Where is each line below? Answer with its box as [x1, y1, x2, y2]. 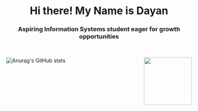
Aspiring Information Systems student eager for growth [17, 25, 181, 33]
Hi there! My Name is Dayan [29, 4, 169, 18]
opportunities [79, 32, 119, 41]
